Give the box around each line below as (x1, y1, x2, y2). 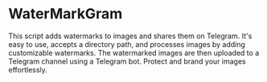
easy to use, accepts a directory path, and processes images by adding (8, 39, 245, 49)
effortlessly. (8, 64, 48, 74)
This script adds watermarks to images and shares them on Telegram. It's (8, 31, 253, 41)
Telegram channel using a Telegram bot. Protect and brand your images (8, 57, 247, 66)
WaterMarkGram (8, 5, 123, 23)
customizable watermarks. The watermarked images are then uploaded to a (8, 48, 260, 57)
